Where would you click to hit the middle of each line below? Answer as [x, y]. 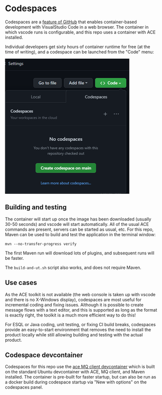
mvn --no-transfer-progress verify [41, 244]
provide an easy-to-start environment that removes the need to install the [78, 330]
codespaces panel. [24, 387]
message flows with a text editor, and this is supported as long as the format [81, 310]
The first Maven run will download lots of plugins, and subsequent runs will [80, 253]
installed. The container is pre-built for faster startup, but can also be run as [81, 377]
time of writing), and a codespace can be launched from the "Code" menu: [80, 52]
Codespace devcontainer [44, 355]
